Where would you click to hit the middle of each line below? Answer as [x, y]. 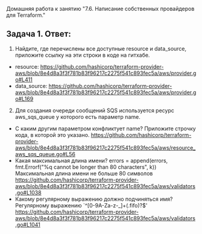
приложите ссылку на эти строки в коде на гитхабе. [82, 55]
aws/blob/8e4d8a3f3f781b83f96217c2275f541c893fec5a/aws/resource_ [105, 148]
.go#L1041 [27, 224]
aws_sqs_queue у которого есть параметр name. [77, 116]
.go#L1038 [28, 192]
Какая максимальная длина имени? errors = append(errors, [91, 160]
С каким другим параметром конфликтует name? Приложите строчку [105, 128]
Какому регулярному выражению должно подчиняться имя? [94, 199]
